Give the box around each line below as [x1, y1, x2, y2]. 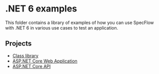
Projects [5, 39, 32, 48]
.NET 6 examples [5, 3, 77, 14]
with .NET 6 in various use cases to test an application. [5, 24, 118, 30]
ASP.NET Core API [12, 63, 51, 69]
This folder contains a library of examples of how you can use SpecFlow [5, 19, 154, 25]
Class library [12, 52, 38, 58]
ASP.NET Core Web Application [12, 58, 77, 64]
